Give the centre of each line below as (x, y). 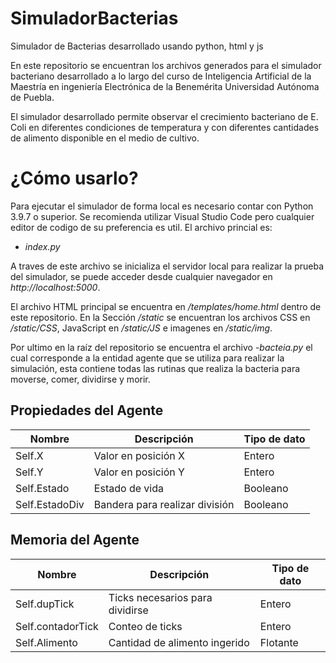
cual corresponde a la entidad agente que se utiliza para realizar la (147, 358)
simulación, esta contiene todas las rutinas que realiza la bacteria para (155, 368)
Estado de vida (128, 488)
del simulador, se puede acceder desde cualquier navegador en (141, 276)
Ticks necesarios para (160, 597)
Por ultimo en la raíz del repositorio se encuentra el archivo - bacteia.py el (161, 347)
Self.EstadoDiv (50, 504)
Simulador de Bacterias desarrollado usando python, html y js (137, 46)
